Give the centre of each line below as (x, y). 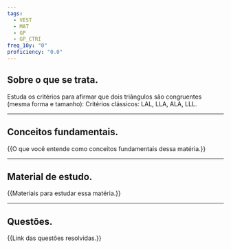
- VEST (23, 20)
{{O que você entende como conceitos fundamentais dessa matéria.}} (107, 148)
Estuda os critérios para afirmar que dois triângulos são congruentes (104, 97)
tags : (15, 13)
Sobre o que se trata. (53, 80)
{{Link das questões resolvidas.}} (54, 238)
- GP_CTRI (27, 39)
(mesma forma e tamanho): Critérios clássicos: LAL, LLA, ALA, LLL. (102, 103)
